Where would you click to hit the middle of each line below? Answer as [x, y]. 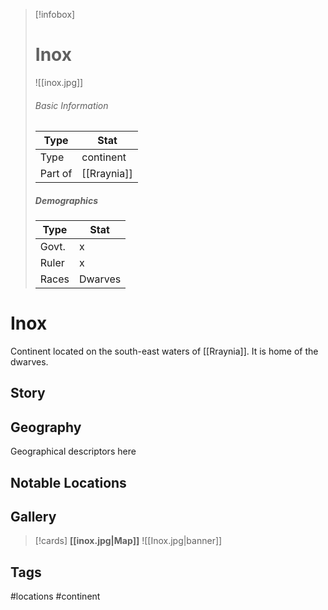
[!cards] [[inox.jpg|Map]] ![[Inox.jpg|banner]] [128, 541]
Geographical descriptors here [73, 451]
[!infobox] [55, 14]
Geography [46, 427]
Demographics [66, 200]
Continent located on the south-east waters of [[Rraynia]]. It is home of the [164, 351]
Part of [56, 174]
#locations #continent [55, 596]
